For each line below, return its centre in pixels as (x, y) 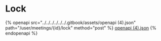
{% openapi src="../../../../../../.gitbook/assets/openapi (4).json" (71, 22)
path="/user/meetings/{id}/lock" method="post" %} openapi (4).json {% (81, 27)
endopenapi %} (22, 33)
